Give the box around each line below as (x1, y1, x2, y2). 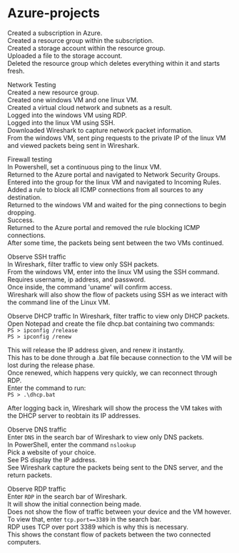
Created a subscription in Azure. (7, 29, 103, 37)
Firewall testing (7, 155, 52, 164)
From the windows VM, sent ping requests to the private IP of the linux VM (7, 134, 226, 142)
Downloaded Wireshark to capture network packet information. (7, 126, 193, 134)
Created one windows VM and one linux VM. (7, 95, 138, 104)
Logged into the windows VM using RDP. (7, 111, 127, 119)
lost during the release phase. (7, 361, 95, 369)
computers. (7, 537, 41, 546)
